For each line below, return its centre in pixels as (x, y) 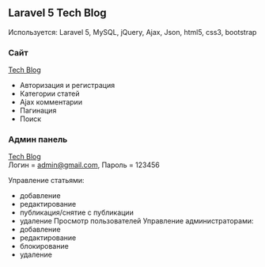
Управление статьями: (46, 181)
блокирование (44, 246)
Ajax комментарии (51, 102)
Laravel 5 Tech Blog (57, 13)
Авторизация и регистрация (67, 86)
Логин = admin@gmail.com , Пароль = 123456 (84, 165)
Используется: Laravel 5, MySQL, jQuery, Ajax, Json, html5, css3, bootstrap (132, 32)
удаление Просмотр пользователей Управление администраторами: (137, 221)
